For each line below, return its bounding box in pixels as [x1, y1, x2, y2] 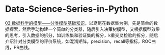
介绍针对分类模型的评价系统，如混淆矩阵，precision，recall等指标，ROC [5, 38, 152, 44]
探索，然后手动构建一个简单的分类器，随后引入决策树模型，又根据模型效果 [9, 26, 160, 32]
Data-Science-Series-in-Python [5, 3, 139, 15]
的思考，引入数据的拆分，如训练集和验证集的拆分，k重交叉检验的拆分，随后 [5, 32, 158, 38]
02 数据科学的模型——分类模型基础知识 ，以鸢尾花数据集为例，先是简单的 [5, 20, 154, 26]
